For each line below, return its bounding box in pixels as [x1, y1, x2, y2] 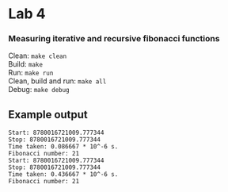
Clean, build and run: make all [8, 76, 107, 86]
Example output [8, 108, 89, 121]
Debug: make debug [8, 85, 70, 94]
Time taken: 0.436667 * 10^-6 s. [8, 171, 119, 179]
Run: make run [8, 68, 54, 78]
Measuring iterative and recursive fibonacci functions [8, 33, 220, 44]
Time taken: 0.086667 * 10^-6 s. [8, 143, 119, 151]
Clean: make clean [8, 51, 67, 60]
